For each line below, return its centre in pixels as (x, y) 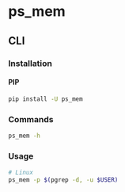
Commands (31, 119)
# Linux (21, 173)
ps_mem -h (25, 136)
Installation (30, 63)
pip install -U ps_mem (45, 99)
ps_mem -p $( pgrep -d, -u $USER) (63, 180)
